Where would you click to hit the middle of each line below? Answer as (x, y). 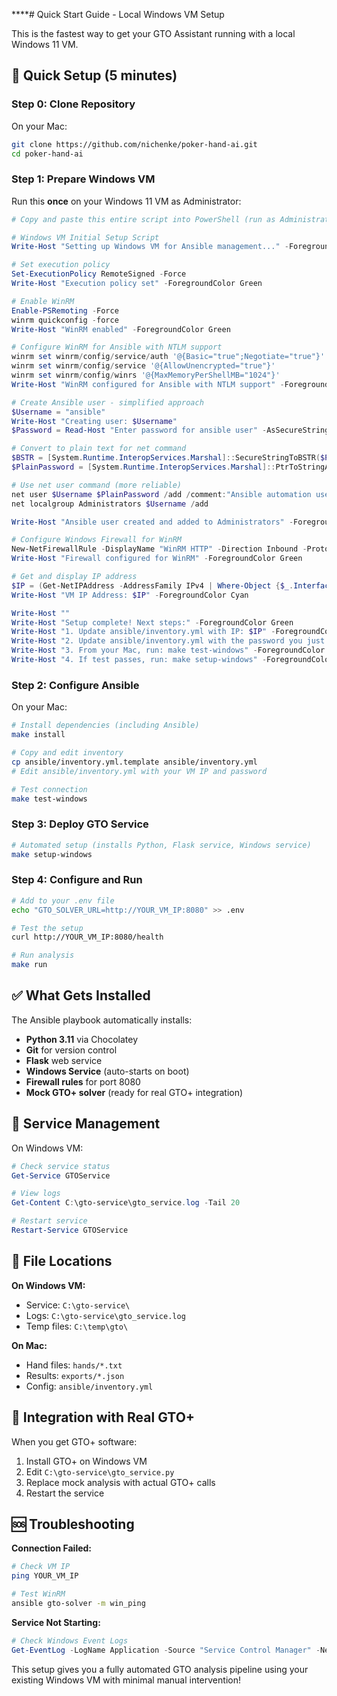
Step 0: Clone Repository (73, 104)
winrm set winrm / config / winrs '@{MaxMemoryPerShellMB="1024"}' (146, 375)
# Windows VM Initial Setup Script (85, 237)
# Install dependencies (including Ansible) (105, 725)
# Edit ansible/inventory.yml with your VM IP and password (139, 771)
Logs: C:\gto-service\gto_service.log (105, 1315)
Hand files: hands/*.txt (74, 1365)
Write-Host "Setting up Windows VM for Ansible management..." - (150, 247)
